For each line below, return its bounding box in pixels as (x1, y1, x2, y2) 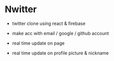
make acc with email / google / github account (12, 30, 109, 36)
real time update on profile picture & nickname (12, 50, 109, 56)
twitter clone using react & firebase (12, 20, 86, 26)
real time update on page (12, 40, 65, 46)
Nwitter (5, 4, 37, 15)
